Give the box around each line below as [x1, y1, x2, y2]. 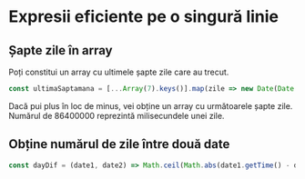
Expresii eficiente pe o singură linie [8, 6, 280, 27]
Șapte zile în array [8, 43, 113, 58]
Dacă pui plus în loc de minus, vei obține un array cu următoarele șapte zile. [8, 100, 293, 111]
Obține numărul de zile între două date [8, 136, 230, 152]
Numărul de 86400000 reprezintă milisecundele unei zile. [8, 110, 225, 121]
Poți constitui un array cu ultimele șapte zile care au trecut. [8, 66, 229, 77]
